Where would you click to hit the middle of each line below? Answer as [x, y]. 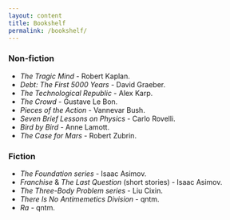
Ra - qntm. [38, 207]
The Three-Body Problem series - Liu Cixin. [91, 190]
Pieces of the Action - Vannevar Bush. [82, 110]
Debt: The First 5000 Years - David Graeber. [93, 84]
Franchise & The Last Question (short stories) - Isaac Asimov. [121, 182]
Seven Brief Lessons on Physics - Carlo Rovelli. [97, 118]
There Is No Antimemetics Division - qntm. [89, 199]
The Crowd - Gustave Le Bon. [69, 102]
